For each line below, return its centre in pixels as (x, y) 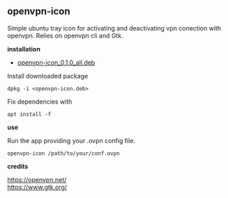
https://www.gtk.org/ (37, 187)
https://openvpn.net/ (37, 179)
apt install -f (29, 114)
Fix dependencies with (40, 101)
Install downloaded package (48, 76)
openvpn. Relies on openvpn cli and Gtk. (65, 35)
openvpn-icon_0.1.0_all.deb (56, 63)
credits (18, 166)
